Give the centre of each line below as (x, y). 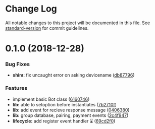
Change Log (31, 9)
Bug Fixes (18, 64)
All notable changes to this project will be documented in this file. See (78, 23)
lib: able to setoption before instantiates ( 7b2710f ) (65, 104)
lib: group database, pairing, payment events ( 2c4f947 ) (70, 115)
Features (16, 88)
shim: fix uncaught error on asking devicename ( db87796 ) (73, 75)
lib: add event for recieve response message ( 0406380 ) (71, 110)
